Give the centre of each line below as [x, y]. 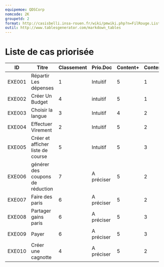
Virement [41, 130]
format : [13, 23]
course [39, 156]
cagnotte [41, 257]
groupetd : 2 [17, 19]
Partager [41, 211]
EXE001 [17, 82]
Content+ [128, 67]
